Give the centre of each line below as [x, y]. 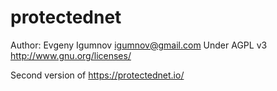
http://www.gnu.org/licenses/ [71, 55]
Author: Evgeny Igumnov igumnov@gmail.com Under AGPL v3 [139, 45]
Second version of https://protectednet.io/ [97, 75]
